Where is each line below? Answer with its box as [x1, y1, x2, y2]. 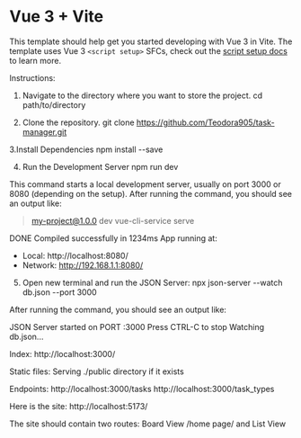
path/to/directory [22, 99, 86, 110]
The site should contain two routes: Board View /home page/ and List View [9, 418, 286, 429]
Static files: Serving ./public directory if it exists [9, 366, 184, 377]
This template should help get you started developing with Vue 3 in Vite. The [9, 36, 293, 47]
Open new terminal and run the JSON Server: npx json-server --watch [22, 277, 283, 288]
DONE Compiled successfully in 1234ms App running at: [9, 232, 217, 244]
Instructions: [9, 72, 56, 83]
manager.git [22, 126, 67, 137]
